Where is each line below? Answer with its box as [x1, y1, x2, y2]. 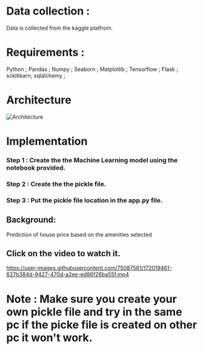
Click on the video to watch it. [6, 248, 121, 259]
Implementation [6, 134, 88, 148]
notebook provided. [6, 163, 65, 172]
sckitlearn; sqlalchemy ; [6, 71, 65, 79]
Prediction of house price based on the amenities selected [6, 231, 152, 238]
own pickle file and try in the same [6, 305, 182, 319]
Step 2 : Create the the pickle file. [6, 180, 107, 188]
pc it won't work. [6, 331, 93, 345]
